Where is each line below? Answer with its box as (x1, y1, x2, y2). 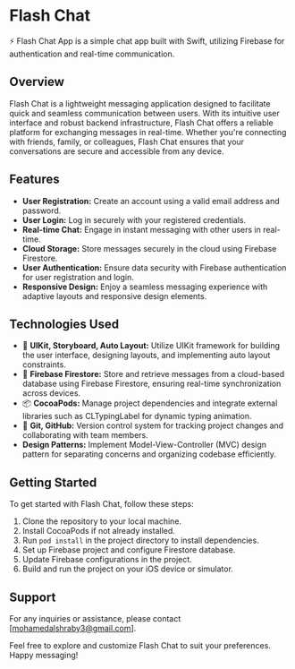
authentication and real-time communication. (9, 48, 175, 59)
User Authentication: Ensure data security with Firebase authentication (21, 262, 287, 273)
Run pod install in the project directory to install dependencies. (21, 535, 259, 546)
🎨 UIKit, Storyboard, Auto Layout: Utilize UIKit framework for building (21, 340, 280, 351)
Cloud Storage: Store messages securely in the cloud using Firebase (21, 243, 277, 253)
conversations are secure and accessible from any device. (9, 145, 225, 157)
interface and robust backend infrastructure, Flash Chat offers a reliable (9, 117, 274, 128)
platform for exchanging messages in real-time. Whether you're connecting (9, 126, 287, 137)
